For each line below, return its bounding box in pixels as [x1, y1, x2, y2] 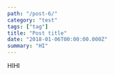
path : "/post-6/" [7, 10, 58, 17]
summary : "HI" [7, 42, 49, 49]
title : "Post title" [7, 29, 68, 37]
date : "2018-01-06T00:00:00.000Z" [7, 36, 108, 43]
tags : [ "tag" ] [7, 23, 49, 30]
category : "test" [7, 17, 58, 24]
